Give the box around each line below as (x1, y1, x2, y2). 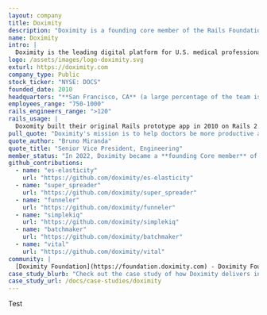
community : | (8, 255, 52, 263)
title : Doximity (8, 19, 62, 27)
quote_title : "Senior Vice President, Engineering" (8, 144, 183, 152)
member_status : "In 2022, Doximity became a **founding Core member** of (8, 152, 258, 159)
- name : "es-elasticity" (15, 167, 98, 175)
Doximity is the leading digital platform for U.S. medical (15, 48, 219, 56)
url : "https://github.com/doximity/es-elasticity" (22, 174, 194, 182)
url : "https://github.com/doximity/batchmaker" (22, 233, 183, 241)
